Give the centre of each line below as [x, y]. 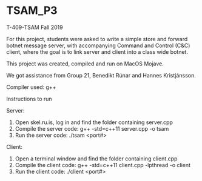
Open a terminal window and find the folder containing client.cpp [96, 159]
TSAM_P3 [32, 11]
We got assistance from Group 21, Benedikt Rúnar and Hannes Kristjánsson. [101, 75]
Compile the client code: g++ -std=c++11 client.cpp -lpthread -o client [103, 165]
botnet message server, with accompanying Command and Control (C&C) [98, 45]
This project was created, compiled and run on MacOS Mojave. [85, 64]
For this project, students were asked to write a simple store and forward [97, 39]
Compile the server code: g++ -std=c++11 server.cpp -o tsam [92, 128]
